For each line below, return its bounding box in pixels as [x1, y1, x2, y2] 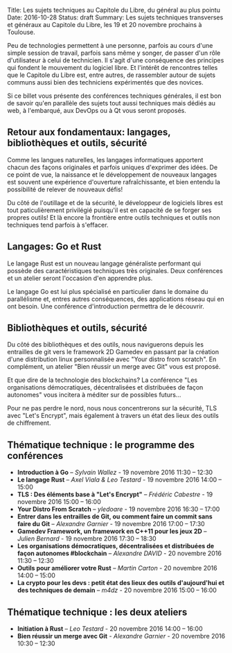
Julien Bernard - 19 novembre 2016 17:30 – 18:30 [17, 534, 157, 543]
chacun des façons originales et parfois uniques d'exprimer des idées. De [7, 163, 218, 171]
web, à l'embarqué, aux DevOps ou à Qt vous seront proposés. [7, 107, 187, 114]
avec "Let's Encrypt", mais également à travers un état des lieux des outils [7, 412, 220, 420]
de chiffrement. [7, 419, 51, 427]
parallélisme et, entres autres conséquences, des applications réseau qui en [7, 295, 225, 303]
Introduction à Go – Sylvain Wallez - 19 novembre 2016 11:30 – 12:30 [17, 468, 213, 477]
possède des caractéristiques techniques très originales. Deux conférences [7, 266, 223, 275]
